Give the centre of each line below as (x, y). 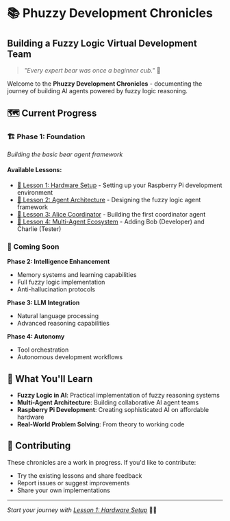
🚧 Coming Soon (33, 246)
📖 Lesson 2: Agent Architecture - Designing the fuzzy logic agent (109, 199)
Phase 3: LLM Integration (43, 303)
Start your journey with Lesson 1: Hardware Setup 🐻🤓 (82, 510)
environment (35, 192)
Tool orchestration (43, 350)
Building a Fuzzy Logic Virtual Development (102, 43)
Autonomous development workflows (70, 357)
